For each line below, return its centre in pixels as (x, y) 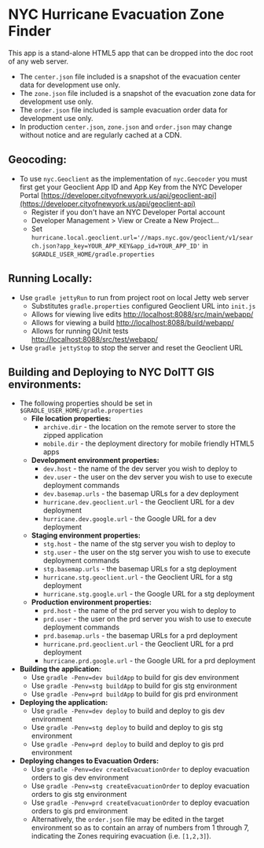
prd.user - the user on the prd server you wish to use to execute (147, 619)
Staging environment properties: (86, 535)
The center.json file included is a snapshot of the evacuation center (130, 76)
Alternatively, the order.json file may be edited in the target (128, 820)
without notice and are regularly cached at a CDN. (101, 134)
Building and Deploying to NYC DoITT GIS (111, 372)
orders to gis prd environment (79, 811)
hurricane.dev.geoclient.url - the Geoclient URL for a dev (139, 502)
